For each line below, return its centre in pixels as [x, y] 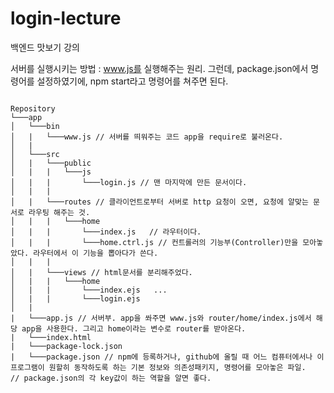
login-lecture [66, 18]
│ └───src [35, 154]
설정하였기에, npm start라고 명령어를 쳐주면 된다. [132, 81]
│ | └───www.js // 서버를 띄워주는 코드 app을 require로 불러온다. [147, 137]
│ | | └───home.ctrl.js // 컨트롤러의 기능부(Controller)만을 [154, 242]
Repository [33, 108]
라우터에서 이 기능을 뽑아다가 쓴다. [96, 253]
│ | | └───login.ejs [75, 298]
